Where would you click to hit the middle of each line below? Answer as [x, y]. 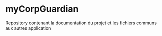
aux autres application [28, 28]
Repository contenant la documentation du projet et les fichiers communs [81, 23]
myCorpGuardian [42, 9]
